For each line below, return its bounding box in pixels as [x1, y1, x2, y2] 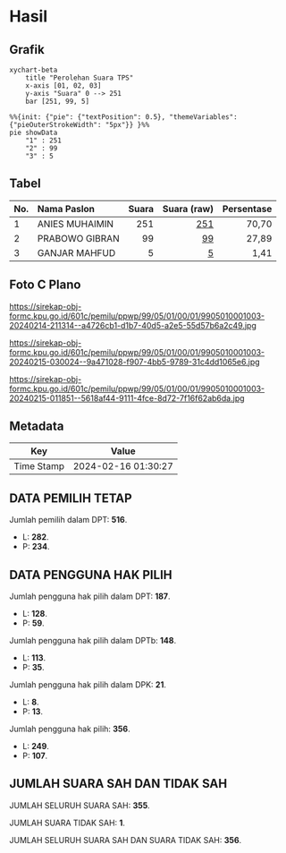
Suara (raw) [162, 202, 214, 215]
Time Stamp [13, 460, 65, 473]
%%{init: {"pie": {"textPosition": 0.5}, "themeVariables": [9, 113, 239, 122]
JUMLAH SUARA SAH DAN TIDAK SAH [9, 776, 228, 791]
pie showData [9, 128, 58, 137]
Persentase [222, 202, 273, 215]
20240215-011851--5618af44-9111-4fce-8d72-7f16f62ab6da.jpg [9, 392, 245, 404]
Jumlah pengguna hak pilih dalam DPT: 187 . [9, 591, 171, 601]
